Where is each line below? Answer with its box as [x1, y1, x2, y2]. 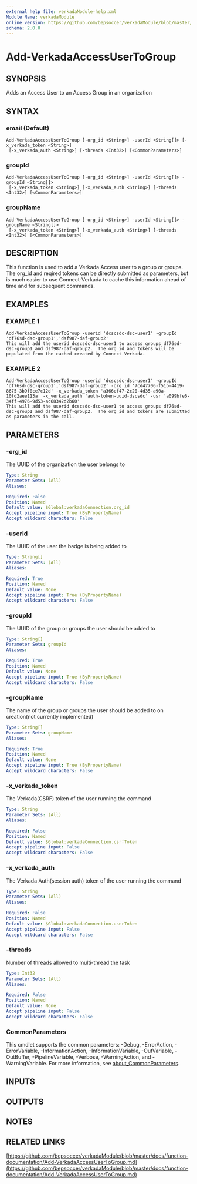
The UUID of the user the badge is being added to [6, 543, 127, 550]
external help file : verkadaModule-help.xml [6, 8, 117, 15]
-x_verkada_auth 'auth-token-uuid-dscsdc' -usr [43, 393, 161, 400]
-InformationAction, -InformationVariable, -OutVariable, [40, 1047, 174, 1055]
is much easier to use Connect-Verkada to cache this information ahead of [6, 276, 186, 283]
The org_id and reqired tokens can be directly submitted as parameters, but [6, 270, 189, 277]
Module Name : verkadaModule [6, 14, 75, 20]
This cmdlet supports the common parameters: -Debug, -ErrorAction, [6, 1041, 174, 1048]
